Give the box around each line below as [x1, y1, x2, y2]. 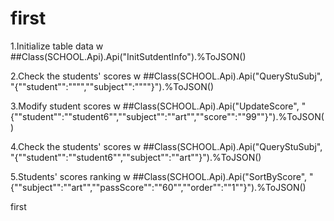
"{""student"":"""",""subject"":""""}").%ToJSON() [10, 80, 214, 92]
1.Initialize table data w [10, 40, 104, 52]
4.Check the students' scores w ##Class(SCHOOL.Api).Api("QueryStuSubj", [10, 140, 323, 152]
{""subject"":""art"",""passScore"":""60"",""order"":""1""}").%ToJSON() [10, 181, 307, 193]
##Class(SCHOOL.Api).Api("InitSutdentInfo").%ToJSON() [10, 50, 247, 62]
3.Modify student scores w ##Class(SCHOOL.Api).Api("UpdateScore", [10, 100, 300, 112]
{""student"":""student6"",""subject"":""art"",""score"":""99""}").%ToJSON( [10, 110, 325, 122]
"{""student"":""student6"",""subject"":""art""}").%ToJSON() [10, 151, 262, 163]
